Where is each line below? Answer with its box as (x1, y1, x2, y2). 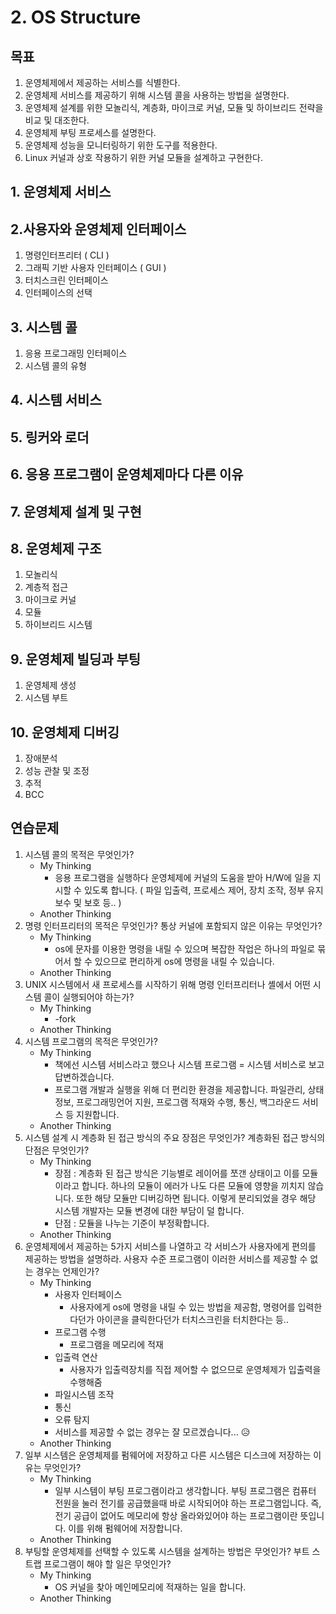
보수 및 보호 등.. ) (54, 896, 122, 908)
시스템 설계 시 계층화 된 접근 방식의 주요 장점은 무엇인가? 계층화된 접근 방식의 (24, 1131, 326, 1143)
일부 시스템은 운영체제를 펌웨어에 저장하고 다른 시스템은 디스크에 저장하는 (24, 1449, 312, 1461)
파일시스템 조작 (54, 1388, 115, 1400)
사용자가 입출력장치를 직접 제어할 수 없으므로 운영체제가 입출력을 (69, 1363, 322, 1375)
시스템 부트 (24, 692, 69, 704)
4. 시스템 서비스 (10, 392, 102, 409)
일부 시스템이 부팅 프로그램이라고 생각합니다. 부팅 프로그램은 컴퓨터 (54, 1484, 317, 1496)
